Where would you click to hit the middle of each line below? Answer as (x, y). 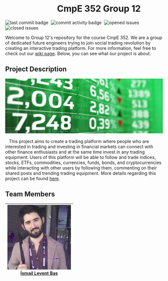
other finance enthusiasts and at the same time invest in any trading (75, 152)
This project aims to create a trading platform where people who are (79, 141)
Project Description (36, 69)
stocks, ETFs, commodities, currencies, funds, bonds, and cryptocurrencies (83, 162)
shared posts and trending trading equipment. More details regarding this (81, 173)
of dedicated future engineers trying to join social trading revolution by (78, 42)
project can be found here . (32, 178)
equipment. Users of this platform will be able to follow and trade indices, (80, 157)
